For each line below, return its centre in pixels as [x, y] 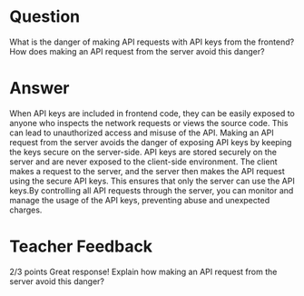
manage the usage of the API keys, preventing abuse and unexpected [140, 200]
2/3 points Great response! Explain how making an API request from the [143, 271]
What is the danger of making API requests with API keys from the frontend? [152, 42]
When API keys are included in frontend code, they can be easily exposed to [152, 113]
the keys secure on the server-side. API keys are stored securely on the [143, 152]
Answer [39, 89]
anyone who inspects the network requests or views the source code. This [149, 123]
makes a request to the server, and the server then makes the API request [147, 171]
